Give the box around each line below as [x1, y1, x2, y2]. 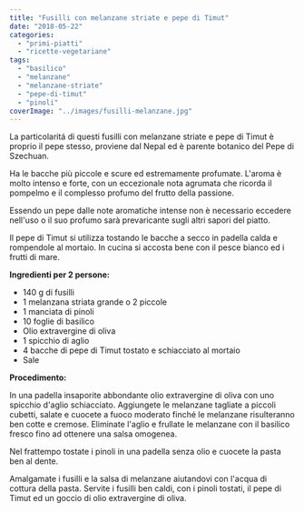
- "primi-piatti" [17, 38, 83, 48]
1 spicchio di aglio [22, 336, 90, 346]
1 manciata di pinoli [22, 306, 94, 317]
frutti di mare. [9, 252, 61, 263]
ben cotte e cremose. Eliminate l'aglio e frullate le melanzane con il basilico [9, 419, 290, 430]
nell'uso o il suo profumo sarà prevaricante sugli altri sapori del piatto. [9, 215, 270, 226]
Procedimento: [9, 372, 67, 383]
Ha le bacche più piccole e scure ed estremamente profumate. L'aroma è [9, 168, 282, 179]
